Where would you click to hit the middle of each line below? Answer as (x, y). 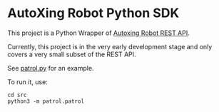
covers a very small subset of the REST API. (72, 54)
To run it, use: (27, 82)
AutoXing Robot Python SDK (93, 13)
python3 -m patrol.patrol (46, 101)
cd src (17, 95)
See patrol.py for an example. (51, 68)
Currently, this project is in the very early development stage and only (110, 46)
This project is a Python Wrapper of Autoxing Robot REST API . (99, 33)
